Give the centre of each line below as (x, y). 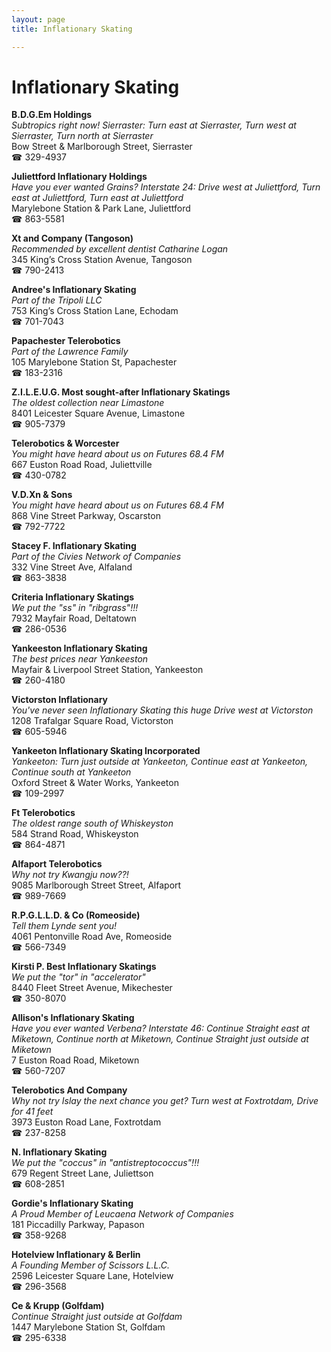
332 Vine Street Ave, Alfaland (72, 567)
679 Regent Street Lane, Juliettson (82, 1173)
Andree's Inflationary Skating (74, 290)
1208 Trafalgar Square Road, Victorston (92, 721)
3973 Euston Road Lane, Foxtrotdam (86, 1122)
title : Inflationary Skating (72, 29)
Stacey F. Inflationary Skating (74, 546)
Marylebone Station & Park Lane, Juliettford (101, 208)
